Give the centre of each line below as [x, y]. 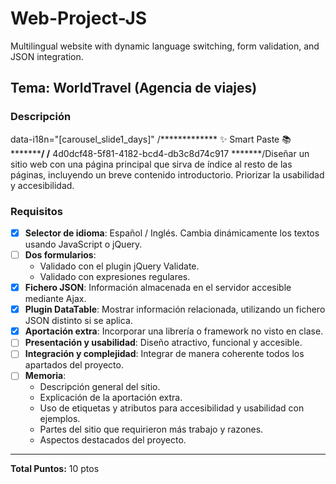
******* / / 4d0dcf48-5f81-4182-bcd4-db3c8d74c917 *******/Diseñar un [160, 153]
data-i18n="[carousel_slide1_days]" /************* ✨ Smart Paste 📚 [151, 139]
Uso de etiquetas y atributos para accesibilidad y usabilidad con [172, 408]
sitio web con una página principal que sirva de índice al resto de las [151, 164]
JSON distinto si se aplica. [78, 321]
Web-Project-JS [79, 18]
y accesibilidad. [42, 185]
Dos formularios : [60, 254]
